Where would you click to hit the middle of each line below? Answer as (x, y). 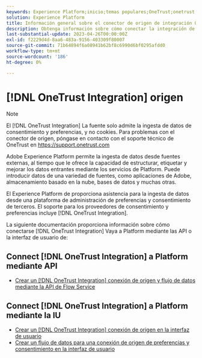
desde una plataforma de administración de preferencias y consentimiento (99, 200)
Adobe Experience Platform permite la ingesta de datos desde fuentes (93, 157)
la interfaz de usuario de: (37, 237)
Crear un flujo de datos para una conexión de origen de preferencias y (102, 343)
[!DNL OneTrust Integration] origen (95, 97)
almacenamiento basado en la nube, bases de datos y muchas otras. (91, 182)
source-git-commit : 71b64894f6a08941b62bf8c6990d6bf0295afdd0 (86, 46)
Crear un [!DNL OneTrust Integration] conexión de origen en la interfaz (102, 330)
